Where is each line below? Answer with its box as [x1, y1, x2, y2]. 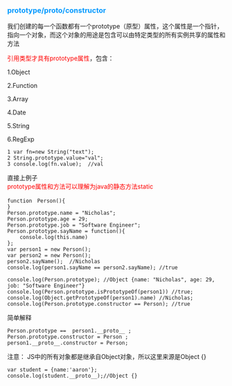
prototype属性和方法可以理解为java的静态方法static [7, 182, 154, 191]
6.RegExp [7, 135, 35, 143]
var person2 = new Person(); [7, 252, 91, 259]
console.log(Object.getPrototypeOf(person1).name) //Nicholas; [7, 295, 194, 301]
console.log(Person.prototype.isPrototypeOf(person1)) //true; [7, 288, 194, 296]
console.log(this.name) [19, 234, 89, 241]
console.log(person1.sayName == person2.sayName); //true [7, 264, 178, 272]
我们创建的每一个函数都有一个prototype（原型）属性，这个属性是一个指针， [7, 22, 224, 30]
